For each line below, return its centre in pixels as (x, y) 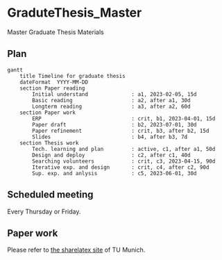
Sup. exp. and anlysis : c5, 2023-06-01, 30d (114, 173)
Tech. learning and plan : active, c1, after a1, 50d (124, 149)
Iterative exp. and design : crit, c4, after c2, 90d (121, 167)
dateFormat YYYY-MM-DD (54, 82)
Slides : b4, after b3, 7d (110, 137)
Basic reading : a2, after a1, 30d (111, 100)
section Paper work (48, 113)
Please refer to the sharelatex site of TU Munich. (76, 250)
